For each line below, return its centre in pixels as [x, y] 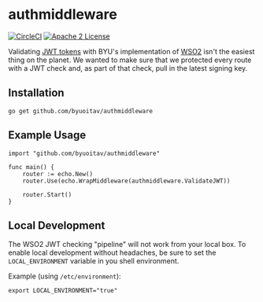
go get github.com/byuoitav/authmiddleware [81, 111]
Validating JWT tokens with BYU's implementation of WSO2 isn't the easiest [131, 51]
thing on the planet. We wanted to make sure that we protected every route [130, 60]
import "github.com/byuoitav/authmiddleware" [84, 153]
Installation [36, 93]
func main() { [31, 167]
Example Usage [47, 135]
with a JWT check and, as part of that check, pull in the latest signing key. [128, 68]
